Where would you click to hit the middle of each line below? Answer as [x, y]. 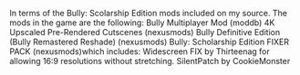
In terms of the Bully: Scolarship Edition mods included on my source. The [148, 13]
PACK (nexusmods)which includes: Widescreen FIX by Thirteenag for [140, 52]
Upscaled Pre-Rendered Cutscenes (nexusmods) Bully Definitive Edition [145, 32]
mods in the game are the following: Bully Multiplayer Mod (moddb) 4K [142, 23]
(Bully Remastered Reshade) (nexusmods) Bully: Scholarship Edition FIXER [150, 42]
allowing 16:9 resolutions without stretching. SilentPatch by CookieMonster [150, 61]
